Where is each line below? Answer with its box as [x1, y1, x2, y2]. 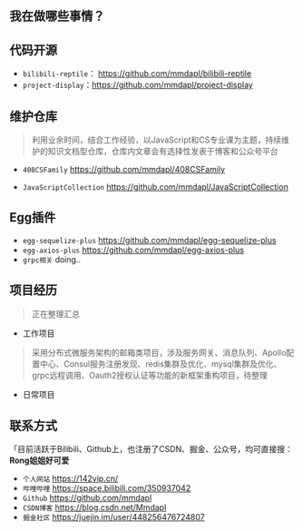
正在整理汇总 [31, 308, 80, 320]
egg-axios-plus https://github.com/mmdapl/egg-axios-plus [22, 244, 245, 255]
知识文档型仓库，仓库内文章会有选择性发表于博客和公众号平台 [47, 146, 279, 157]
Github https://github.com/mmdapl [22, 493, 152, 504]
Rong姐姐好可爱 [9, 455, 70, 466]
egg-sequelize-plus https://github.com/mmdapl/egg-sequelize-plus [22, 234, 277, 245]
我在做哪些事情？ [9, 8, 105, 25]
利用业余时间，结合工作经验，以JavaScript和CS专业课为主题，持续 [31, 134, 282, 145]
